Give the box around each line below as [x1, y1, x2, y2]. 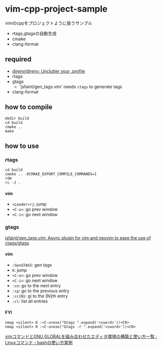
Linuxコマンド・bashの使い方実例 [5, 340, 73, 346]
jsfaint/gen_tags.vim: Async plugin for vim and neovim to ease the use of [5, 235, 151, 240]
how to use [5, 142, 39, 150]
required [5, 55, 32, 64]
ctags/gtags [5, 240, 29, 246]
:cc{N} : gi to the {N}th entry [12, 293, 68, 299]
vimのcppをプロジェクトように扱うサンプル [5, 20, 92, 26]
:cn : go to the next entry [12, 282, 61, 288]
